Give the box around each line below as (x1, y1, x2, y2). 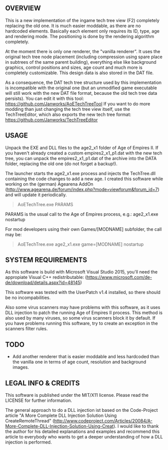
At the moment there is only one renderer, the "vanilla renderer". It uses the (5, 48, 160, 54)
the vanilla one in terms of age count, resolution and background (12, 359, 146, 365)
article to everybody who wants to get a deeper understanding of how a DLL (5, 434, 163, 440)
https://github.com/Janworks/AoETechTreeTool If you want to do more (5, 100, 150, 107)
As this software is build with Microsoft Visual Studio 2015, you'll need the (5, 269, 158, 275)
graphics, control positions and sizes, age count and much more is (5, 64, 143, 70)
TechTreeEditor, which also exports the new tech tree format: (5, 111, 131, 117)
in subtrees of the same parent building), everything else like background (5, 59, 156, 65)
